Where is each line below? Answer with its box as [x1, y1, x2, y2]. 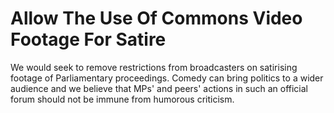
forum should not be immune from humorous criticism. [10, 93, 235, 105]
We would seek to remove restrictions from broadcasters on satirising [10, 61, 298, 73]
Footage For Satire [10, 28, 167, 51]
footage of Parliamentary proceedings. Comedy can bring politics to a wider [10, 72, 324, 84]
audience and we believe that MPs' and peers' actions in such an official [10, 82, 308, 94]
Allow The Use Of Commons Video [10, 7, 303, 30]
